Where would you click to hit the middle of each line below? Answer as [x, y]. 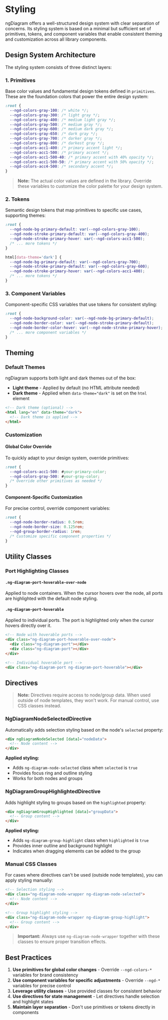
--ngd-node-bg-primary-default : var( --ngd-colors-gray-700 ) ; [75, 262]
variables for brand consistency [45, 975]
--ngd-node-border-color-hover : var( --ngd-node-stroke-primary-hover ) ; [87, 328]
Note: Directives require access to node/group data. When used [84, 695]
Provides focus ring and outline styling [52, 773]
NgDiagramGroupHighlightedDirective [53, 792]
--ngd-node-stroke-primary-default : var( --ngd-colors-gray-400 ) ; [80, 234]
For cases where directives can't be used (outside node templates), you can [84, 875]
